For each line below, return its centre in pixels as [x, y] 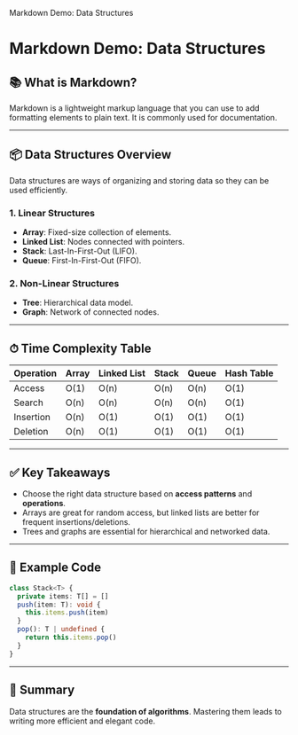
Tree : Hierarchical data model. [78, 303]
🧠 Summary [42, 690]
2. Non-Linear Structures [64, 284]
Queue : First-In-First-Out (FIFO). [82, 261]
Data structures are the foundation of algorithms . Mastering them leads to [145, 711]
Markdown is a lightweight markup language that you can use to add [134, 108]
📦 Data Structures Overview [90, 155]
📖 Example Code [55, 568]
